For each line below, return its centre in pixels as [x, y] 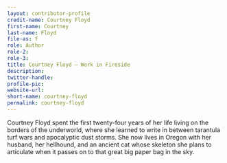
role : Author [26, 45]
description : [26, 71]
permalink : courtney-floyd [46, 103]
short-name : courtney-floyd [47, 97]
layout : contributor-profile [49, 13]
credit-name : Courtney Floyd [49, 20]
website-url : [26, 90]
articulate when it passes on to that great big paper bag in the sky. [101, 151]
